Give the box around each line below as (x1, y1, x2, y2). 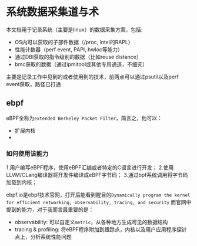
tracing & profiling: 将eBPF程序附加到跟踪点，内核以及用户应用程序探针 (14, 226, 187, 233)
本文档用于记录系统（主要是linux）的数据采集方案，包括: (6, 26, 143, 33)
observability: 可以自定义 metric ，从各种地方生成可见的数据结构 (14, 219, 168, 226)
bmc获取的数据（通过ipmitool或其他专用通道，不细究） (14, 60, 148, 68)
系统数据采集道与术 (6, 5, 99, 19)
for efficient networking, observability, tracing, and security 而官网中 (6, 199, 192, 206)
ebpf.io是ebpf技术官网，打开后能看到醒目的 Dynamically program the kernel (6, 191, 191, 198)
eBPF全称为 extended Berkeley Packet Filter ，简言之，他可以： (6, 114, 163, 122)
